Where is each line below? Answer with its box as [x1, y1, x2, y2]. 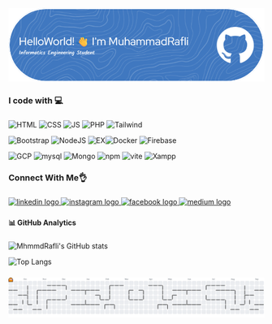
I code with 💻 [8, 95, 63, 106]
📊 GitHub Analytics [8, 218, 77, 227]
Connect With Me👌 [8, 172, 88, 184]
